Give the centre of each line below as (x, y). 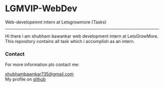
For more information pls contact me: (42, 65)
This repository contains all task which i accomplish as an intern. (70, 41)
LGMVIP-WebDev (41, 9)
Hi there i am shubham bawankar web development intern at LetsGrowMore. (82, 36)
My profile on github (25, 79)
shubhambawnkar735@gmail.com (40, 74)
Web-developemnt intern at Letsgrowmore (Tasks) (56, 22)
